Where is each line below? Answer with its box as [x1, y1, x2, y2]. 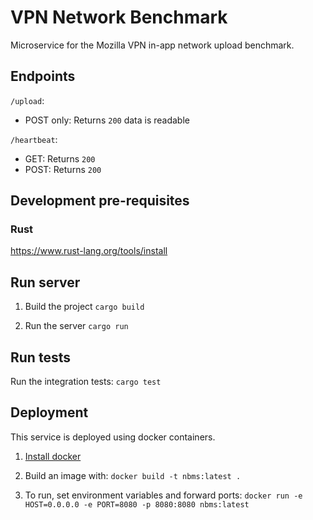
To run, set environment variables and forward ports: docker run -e [24, 489, 303, 501]
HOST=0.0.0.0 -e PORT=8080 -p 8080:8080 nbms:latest [24, 499, 250, 510]
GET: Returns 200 [24, 152, 96, 165]
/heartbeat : [10, 133, 58, 145]
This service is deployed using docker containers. [10, 431, 216, 443]
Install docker [24, 450, 82, 462]
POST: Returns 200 [24, 163, 102, 175]
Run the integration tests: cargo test [10, 376, 162, 388]
